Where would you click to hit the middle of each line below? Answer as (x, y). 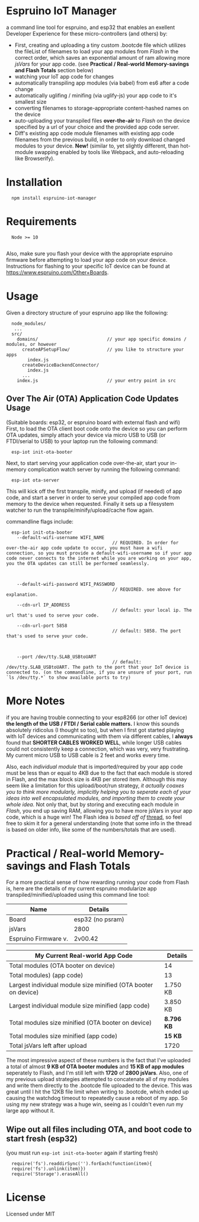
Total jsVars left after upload (48, 1045)
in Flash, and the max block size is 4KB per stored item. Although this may (97, 779)
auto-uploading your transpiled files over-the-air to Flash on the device (102, 120)
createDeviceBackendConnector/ (60, 365)
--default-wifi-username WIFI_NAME (61, 537)
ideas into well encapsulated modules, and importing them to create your (96, 798)
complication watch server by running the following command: (104, 469)
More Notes (36, 701)
